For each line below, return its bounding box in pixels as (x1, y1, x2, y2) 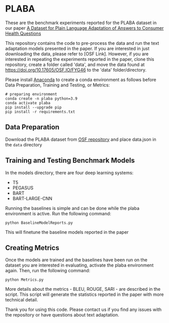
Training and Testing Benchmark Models (5, 156, 135, 165)
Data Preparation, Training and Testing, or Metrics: (5, 82, 110, 88)
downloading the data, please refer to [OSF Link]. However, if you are (5, 51, 149, 57)
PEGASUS (12, 185, 34, 191)
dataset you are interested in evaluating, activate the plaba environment (5, 262, 154, 268)
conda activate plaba (5, 100, 51, 106)
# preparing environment (5, 92, 57, 97)
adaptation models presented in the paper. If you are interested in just (5, 45, 150, 51)
